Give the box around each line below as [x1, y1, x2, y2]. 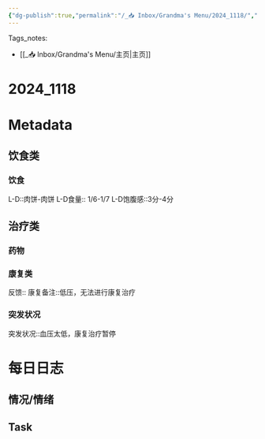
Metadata [8, 116, 73, 134]
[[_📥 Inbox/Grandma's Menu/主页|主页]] [19, 49, 151, 59]
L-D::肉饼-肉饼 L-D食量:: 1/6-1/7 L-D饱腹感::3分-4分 [8, 194, 174, 203]
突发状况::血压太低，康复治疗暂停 [8, 329, 117, 338]
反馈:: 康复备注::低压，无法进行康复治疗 [8, 288, 136, 297]
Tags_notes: [8, 33, 48, 43]
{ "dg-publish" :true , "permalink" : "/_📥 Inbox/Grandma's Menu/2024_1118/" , [8, 11, 255, 20]
